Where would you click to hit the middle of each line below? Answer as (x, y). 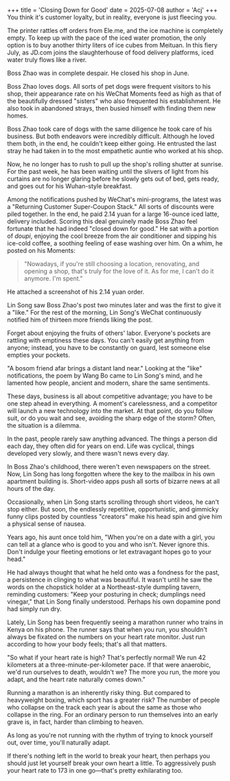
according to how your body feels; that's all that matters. (87, 644)
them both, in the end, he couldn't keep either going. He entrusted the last (112, 143)
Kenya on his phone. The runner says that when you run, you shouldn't (107, 629)
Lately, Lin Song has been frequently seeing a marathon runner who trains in (115, 622)
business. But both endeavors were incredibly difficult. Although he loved (111, 136)
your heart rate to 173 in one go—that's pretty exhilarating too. (95, 770)
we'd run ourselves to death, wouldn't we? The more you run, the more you (114, 672)
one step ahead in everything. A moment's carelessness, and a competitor (112, 404)
